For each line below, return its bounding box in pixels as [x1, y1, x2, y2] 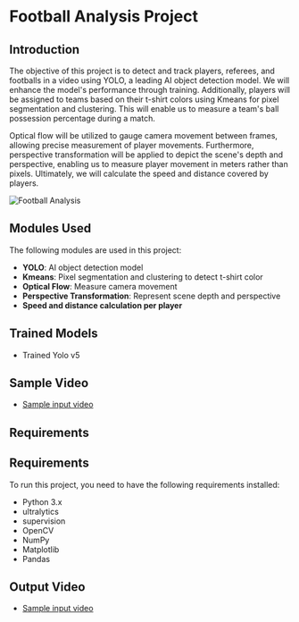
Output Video [9, 579, 86, 595]
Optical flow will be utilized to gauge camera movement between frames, [9, 130, 278, 140]
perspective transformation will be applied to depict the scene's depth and [9, 149, 284, 160]
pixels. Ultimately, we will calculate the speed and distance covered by [9, 168, 270, 179]
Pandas [21, 553, 51, 564]
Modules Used [9, 221, 92, 236]
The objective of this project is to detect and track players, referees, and [9, 65, 275, 76]
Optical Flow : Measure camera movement [21, 281, 178, 291]
